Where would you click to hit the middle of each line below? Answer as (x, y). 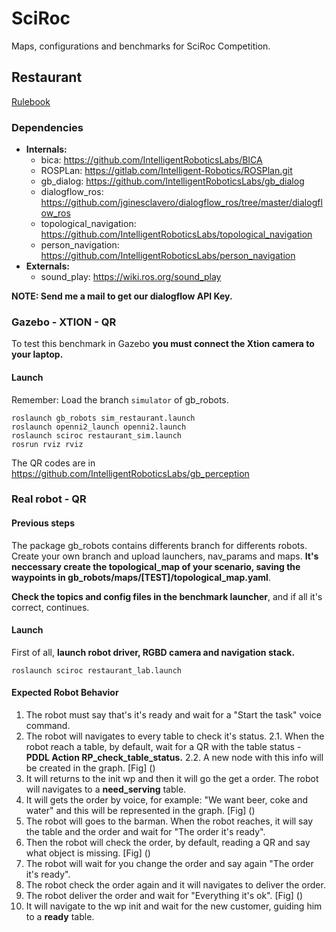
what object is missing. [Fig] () (88, 853)
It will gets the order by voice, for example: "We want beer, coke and (167, 800)
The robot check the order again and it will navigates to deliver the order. (175, 885)
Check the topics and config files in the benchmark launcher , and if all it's (167, 596)
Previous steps (43, 523)
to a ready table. (60, 917)
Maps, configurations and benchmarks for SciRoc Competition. (141, 46)
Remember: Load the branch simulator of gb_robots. (120, 399)
